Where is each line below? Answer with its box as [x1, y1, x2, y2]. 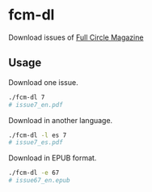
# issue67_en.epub [8, 177, 70, 185]
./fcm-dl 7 [8, 93, 45, 101]
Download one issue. [8, 77, 78, 87]
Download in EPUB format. [8, 153, 97, 163]
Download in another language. [8, 115, 113, 125]
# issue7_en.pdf [8, 100, 63, 109]
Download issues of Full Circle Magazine [8, 32, 144, 42]
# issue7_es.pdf [8, 139, 63, 147]
